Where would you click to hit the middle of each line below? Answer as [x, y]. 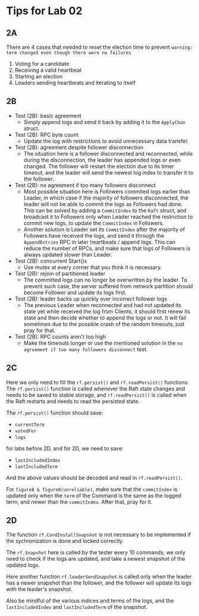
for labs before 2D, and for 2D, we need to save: [65, 448]
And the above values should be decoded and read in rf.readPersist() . [94, 478]
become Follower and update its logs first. [75, 292]
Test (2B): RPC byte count [47, 134]
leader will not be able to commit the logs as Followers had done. [103, 204]
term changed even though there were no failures [69, 53]
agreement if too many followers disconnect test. [86, 349]
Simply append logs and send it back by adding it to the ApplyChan [105, 122]
